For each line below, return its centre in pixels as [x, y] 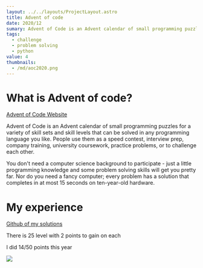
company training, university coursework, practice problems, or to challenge [101, 145]
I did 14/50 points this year [39, 247]
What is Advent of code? [69, 98]
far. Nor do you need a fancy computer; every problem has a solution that [98, 176]
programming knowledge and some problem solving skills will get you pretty [101, 170]
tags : [13, 34]
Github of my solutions [34, 224]
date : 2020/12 [24, 23]
